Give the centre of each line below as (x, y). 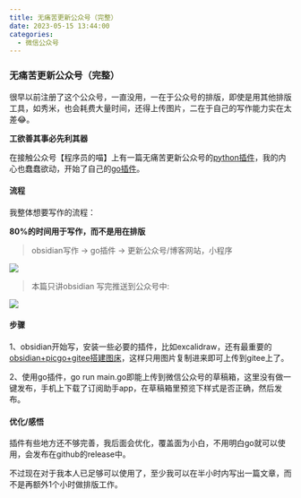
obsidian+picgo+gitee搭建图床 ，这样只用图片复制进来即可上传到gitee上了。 (149, 357)
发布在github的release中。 (82, 454)
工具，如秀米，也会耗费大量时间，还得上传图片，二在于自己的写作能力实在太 (150, 107)
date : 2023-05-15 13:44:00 (60, 26)
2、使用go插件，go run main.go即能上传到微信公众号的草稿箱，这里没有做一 (150, 376)
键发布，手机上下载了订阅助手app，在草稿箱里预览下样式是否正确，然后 (142, 388)
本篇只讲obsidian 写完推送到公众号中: (100, 286)
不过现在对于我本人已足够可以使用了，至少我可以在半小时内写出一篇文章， (146, 473)
